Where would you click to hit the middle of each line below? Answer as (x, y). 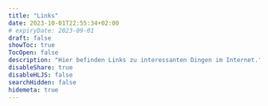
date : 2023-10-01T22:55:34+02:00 (64, 23)
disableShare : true (41, 68)
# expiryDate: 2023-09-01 (51, 30)
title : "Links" (33, 16)
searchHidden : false (43, 82)
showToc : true (32, 45)
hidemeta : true (33, 90)
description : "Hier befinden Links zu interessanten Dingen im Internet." (135, 61)
